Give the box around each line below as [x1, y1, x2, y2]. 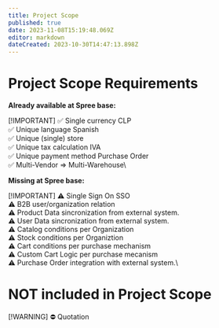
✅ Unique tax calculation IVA [8, 142, 101, 152]
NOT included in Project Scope [8, 286, 212, 304]
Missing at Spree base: [8, 176, 85, 186]
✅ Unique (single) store [8, 134, 84, 143]
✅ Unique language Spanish [8, 125, 100, 135]
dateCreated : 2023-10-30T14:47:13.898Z [8, 41, 139, 49]
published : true [8, 19, 61, 27]
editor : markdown [8, 33, 65, 42]
